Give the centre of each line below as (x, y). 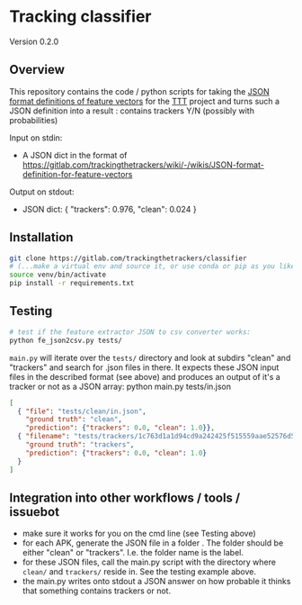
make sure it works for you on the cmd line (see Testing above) (139, 534)
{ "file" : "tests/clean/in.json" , (82, 411)
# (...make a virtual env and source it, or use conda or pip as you (142, 266)
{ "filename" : (44, 437)
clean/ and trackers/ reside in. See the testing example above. (139, 572)
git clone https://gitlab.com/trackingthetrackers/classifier (128, 258)
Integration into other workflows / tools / (125, 497)
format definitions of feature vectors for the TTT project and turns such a (145, 101)
